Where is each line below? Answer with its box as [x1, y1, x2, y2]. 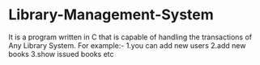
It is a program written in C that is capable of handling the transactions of [8, 32, 253, 42]
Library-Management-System [8, 6, 215, 24]
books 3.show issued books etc [8, 49, 115, 59]
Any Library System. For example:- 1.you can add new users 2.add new [8, 40, 246, 50]
